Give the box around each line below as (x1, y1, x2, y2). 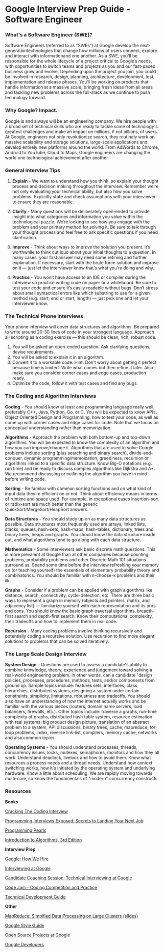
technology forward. (5, 95, 47, 101)
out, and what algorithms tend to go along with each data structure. (5, 537, 141, 543)
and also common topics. (5, 734, 56, 740)
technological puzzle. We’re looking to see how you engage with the (12, 219, 150, 225)
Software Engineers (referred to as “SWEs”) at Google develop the (5, 43, 139, 49)
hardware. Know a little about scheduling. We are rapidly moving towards (5, 770, 153, 776)
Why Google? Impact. (5, 107, 58, 114)
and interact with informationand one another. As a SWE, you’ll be (5, 53, 138, 59)
